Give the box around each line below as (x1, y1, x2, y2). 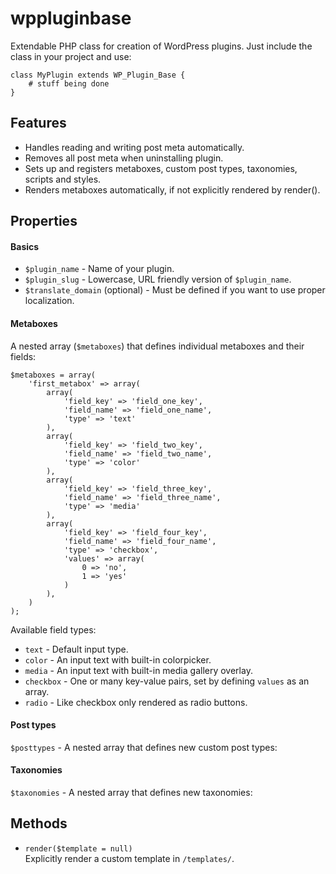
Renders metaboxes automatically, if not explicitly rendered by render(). (24, 183, 321, 196)
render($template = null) (24, 843, 133, 854)
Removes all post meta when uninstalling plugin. (24, 152, 224, 164)
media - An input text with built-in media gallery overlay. (24, 664, 253, 676)
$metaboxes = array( (10, 370, 97, 380)
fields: (10, 350, 37, 362)
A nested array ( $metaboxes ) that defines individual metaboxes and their (10, 340, 305, 352)
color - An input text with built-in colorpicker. (24, 653, 212, 666)
